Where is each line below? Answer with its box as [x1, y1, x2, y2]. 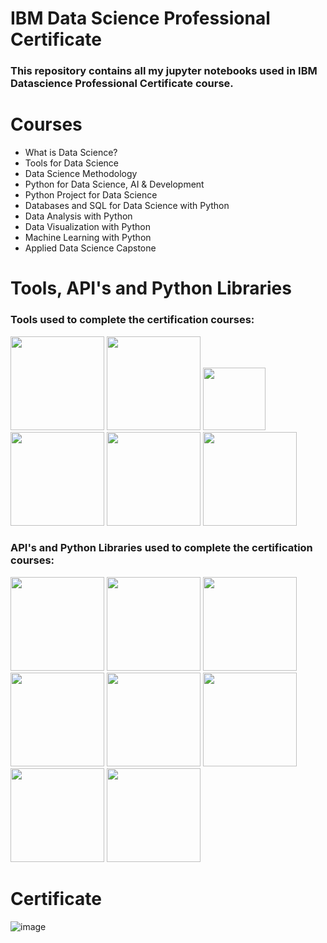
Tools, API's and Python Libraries [10, 277, 292, 300]
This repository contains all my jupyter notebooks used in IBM [10, 64, 318, 78]
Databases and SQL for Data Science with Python [24, 200, 230, 212]
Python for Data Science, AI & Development [24, 178, 205, 191]
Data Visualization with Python [24, 221, 151, 233]
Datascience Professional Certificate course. [10, 77, 234, 91]
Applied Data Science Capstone [24, 242, 157, 254]
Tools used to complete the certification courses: [10, 313, 255, 327]
